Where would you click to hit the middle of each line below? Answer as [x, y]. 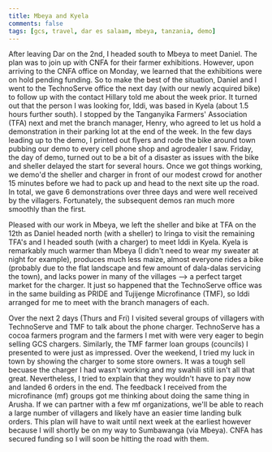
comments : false [36, 24]
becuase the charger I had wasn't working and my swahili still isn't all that [132, 370]
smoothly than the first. [47, 209]
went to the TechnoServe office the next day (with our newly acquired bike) [135, 88]
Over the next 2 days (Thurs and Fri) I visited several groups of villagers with [136, 318]
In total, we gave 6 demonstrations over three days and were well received [133, 192]
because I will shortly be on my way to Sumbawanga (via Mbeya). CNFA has [136, 430]
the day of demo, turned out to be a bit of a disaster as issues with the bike [134, 157]
